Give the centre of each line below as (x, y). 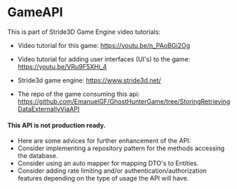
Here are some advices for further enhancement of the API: (104, 141)
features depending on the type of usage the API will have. (103, 178)
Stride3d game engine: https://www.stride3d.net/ (89, 80)
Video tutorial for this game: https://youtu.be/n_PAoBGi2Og (104, 45)
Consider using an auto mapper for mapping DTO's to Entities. (108, 164)
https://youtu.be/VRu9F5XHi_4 (62, 66)
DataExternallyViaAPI (48, 109)
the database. (37, 156)
